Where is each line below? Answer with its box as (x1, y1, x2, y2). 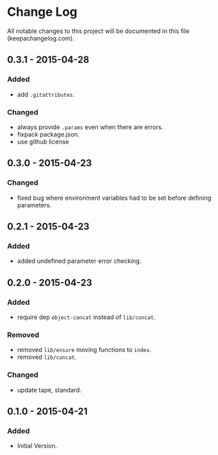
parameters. (16, 200, 52, 209)
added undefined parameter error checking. (16, 257, 142, 265)
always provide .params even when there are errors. (16, 123, 163, 131)
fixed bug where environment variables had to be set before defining (16, 194, 211, 202)
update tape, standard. (16, 386, 82, 394)
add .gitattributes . (16, 90, 75, 98)
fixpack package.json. (16, 130, 80, 138)
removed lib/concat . (16, 353, 77, 361)
